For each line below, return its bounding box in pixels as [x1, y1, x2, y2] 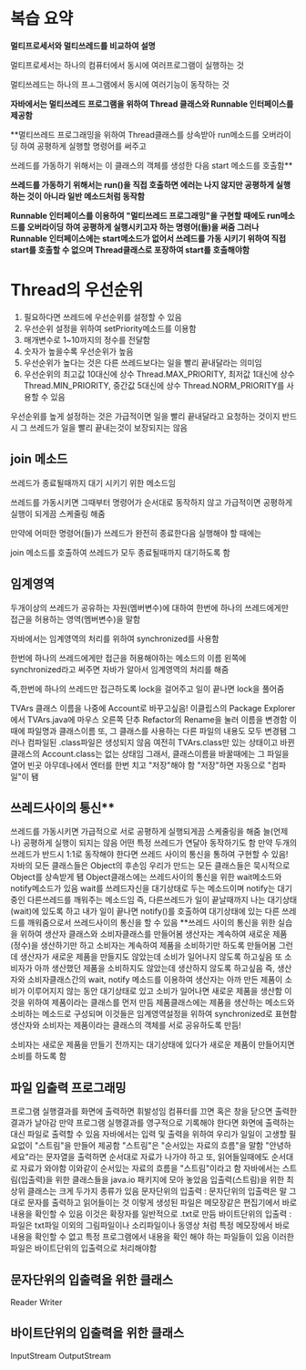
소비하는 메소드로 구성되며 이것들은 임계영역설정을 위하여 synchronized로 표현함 [10, 1009, 298, 1020]
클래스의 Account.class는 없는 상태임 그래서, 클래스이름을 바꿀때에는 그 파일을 [10, 748, 290, 759]
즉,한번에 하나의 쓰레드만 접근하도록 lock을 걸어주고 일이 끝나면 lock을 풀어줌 [10, 683, 285, 694]
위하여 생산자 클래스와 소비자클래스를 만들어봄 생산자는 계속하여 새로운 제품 [19, 929, 288, 939]
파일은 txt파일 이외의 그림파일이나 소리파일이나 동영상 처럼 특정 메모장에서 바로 [10, 1220, 291, 1231]
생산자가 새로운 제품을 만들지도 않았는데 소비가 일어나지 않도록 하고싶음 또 [19, 951, 283, 962]
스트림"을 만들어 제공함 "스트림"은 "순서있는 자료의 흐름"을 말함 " [38, 1140, 270, 1151]
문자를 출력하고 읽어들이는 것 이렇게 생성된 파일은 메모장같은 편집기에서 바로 [26, 1197, 298, 1209]
